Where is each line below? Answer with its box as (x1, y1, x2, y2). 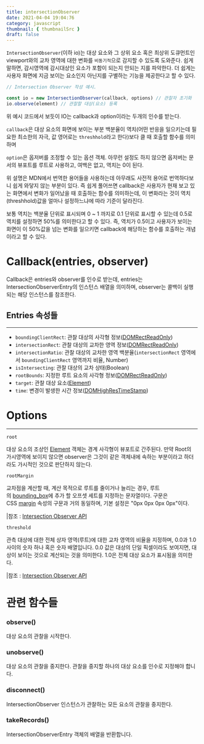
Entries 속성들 (6, 310, 58, 321)
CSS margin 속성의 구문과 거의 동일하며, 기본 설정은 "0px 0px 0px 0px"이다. (6, 500, 189, 507)
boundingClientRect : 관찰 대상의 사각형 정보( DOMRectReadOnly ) (15, 333, 173, 341)
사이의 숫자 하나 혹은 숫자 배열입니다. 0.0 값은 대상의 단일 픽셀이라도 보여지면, (6, 544, 191, 551)
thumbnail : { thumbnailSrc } (6, 26, 80, 32)
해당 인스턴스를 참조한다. (17, 291, 76, 298)
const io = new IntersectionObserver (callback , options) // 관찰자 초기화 (6, 95, 192, 101)
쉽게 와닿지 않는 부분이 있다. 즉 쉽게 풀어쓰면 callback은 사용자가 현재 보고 (12, 182, 189, 189)
